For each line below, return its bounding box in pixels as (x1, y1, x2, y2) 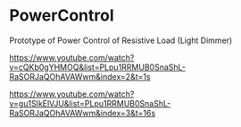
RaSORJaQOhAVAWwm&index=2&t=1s (9, 71, 151, 81)
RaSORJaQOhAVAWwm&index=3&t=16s (9, 107, 156, 118)
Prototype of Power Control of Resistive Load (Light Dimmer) (9, 35, 233, 46)
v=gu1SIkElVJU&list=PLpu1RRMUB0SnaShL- (9, 97, 171, 108)
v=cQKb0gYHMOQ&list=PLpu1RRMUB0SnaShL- (9, 62, 186, 72)
